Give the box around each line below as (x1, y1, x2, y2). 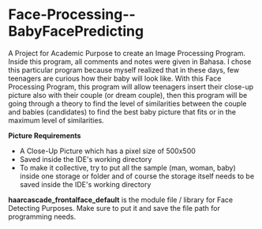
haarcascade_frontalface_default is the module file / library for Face (8, 195, 234, 205)
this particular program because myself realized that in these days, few (8, 65, 239, 74)
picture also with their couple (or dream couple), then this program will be (8, 90, 248, 99)
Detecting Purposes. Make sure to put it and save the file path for (8, 203, 221, 212)
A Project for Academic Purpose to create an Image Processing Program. (8, 48, 246, 58)
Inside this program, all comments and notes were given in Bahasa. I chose (8, 57, 252, 66)
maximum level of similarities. (8, 115, 104, 125)
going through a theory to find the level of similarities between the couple (8, 99, 247, 108)
